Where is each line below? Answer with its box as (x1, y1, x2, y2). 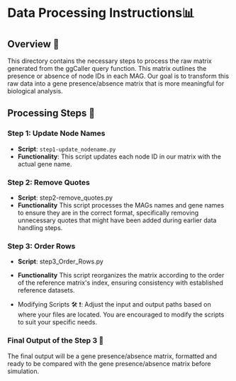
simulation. (7, 367, 40, 375)
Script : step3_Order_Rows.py (17, 257, 104, 266)
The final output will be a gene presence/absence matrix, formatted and (7, 351, 218, 360)
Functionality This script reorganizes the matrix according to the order (17, 271, 225, 280)
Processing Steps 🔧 (7, 107, 96, 120)
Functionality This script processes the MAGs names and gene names (17, 200, 225, 209)
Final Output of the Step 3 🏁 (7, 336, 104, 346)
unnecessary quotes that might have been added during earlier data (17, 216, 217, 224)
